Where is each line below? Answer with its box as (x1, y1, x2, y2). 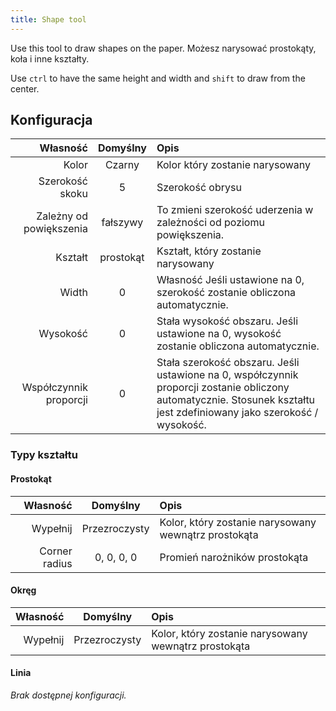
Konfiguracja (10, 112, 93, 129)
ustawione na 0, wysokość (156, 327, 282, 341)
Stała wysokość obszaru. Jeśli (156, 314, 299, 328)
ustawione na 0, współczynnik (156, 368, 299, 382)
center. (10, 82, 40, 95)
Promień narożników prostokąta (159, 550, 309, 564)
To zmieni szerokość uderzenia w (156, 203, 314, 217)
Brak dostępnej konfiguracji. (10, 689, 127, 701)
